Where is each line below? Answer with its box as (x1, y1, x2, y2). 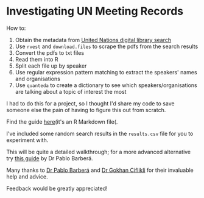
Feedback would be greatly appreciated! (6, 185, 108, 192)
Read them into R (15, 55, 58, 63)
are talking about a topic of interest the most (15, 88, 127, 95)
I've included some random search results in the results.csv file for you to (6, 130, 194, 137)
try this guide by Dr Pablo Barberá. (6, 154, 93, 162)
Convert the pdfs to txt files (15, 49, 84, 56)
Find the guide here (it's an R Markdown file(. (6, 118, 118, 126)
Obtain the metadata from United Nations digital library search (15, 36, 172, 43)
